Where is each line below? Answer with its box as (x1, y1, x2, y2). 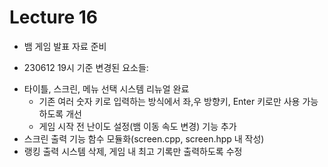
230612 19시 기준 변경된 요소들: (23, 61, 149, 73)
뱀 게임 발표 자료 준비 (23, 40, 107, 52)
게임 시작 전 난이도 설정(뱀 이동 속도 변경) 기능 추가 (38, 120, 237, 132)
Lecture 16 (9, 6, 98, 29)
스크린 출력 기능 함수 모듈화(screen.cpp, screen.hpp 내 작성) (23, 132, 265, 145)
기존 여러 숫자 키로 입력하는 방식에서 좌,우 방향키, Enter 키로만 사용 (38, 95, 301, 107)
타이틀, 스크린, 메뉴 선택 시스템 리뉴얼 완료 (23, 82, 190, 95)
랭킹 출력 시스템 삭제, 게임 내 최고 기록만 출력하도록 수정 (23, 145, 243, 157)
